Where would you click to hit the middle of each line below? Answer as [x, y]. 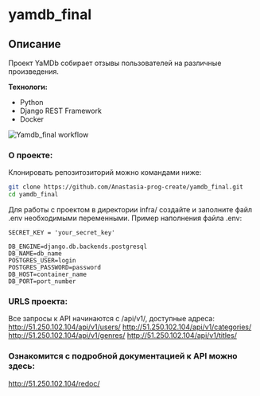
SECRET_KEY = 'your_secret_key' [62, 233]
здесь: [22, 366]
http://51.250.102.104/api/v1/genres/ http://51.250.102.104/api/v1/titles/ [122, 336]
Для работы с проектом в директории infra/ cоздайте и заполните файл [130, 210]
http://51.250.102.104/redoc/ [54, 383]
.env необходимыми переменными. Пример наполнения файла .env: [125, 218]
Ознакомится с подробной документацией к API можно [123, 356]
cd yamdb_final [33, 195]
